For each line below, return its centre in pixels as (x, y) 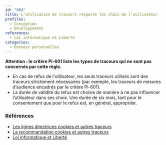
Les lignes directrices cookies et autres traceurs (62, 126)
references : (17, 33)
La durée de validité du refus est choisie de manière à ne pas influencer (86, 92)
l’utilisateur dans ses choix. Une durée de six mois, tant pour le (77, 97)
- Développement (26, 28)
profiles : (15, 19)
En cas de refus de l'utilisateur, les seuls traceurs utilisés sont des (80, 76)
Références (19, 115)
